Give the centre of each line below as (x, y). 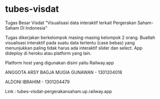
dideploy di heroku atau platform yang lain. (48, 53)
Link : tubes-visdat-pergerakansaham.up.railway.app (58, 91)
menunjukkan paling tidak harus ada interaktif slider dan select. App (74, 48)
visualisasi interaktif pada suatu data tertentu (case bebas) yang (70, 42)
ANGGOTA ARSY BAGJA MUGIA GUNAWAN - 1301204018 (64, 72)
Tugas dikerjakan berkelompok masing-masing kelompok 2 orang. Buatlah (80, 37)
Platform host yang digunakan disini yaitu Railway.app (60, 63)
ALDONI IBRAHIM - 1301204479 (38, 82)
